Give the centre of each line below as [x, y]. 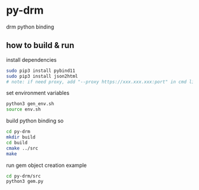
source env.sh [24, 110]
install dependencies [31, 59]
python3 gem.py [25, 182]
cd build [17, 142]
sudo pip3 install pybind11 [41, 71]
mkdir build [21, 137]
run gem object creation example [46, 165]
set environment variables [38, 93]
